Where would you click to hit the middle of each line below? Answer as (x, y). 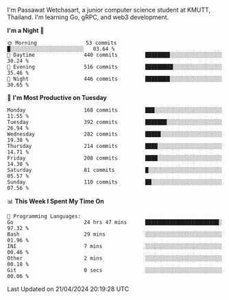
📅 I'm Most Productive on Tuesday (57, 98)
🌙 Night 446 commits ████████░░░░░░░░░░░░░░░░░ (115, 79)
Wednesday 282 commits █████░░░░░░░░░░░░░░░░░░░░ (115, 134)
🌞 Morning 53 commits (62, 43)
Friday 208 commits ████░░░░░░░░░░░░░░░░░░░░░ (115, 158)
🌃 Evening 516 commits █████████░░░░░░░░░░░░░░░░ (115, 67)
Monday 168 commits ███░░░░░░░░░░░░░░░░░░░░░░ (115, 110)
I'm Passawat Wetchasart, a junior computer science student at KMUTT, (109, 10)
